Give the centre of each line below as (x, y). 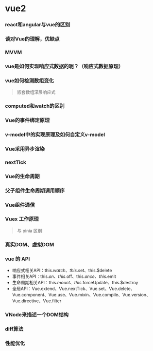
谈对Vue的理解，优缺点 (32, 39)
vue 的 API (17, 259)
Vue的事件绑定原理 (27, 120)
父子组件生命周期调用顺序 (35, 191)
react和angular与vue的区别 (38, 25)
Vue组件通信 (20, 205)
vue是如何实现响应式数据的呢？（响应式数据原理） (64, 66)
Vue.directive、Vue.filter (37, 301)
